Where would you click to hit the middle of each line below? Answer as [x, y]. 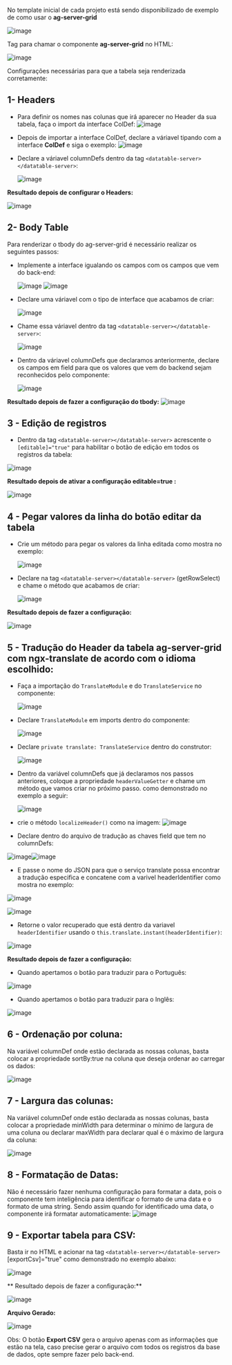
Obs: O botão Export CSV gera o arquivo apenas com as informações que [113, 1340]
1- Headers [31, 100]
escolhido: [30, 669]
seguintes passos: [33, 251]
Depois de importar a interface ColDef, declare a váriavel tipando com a [119, 137]
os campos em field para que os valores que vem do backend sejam [114, 367]
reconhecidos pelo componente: [64, 375]
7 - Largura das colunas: [60, 1101]
